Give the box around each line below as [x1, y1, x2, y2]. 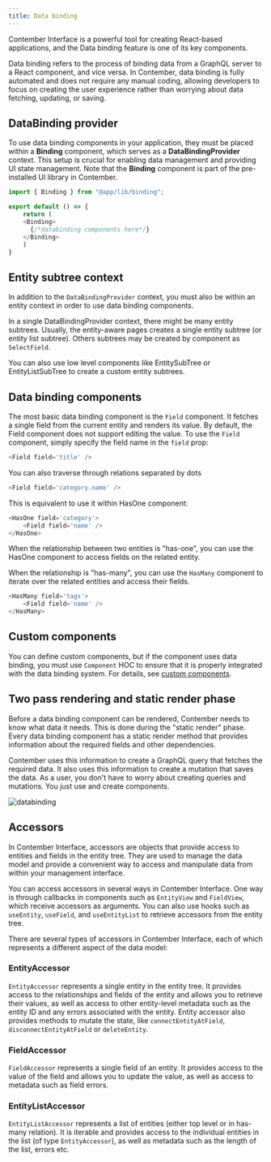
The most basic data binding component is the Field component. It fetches [8, 411, 259, 422]
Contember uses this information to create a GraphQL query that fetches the [8, 755, 263, 765]
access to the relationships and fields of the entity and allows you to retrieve [8, 989, 263, 999]
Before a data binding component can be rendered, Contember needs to [8, 713, 250, 723]
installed [8, 172, 37, 183]
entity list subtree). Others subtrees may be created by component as [8, 334, 240, 343]
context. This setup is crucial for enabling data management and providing [8, 155, 256, 165]
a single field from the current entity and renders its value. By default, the [8, 420, 253, 430]
